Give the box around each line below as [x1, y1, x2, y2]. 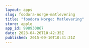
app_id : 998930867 [5, 26, 44, 31]
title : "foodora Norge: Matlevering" [5, 16, 84, 21]
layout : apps [5, 7, 33, 12]
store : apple [5, 21, 33, 26]
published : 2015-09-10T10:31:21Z [5, 35, 75, 40]
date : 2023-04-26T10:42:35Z [5, 30, 64, 35]
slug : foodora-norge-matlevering [5, 12, 75, 17]
